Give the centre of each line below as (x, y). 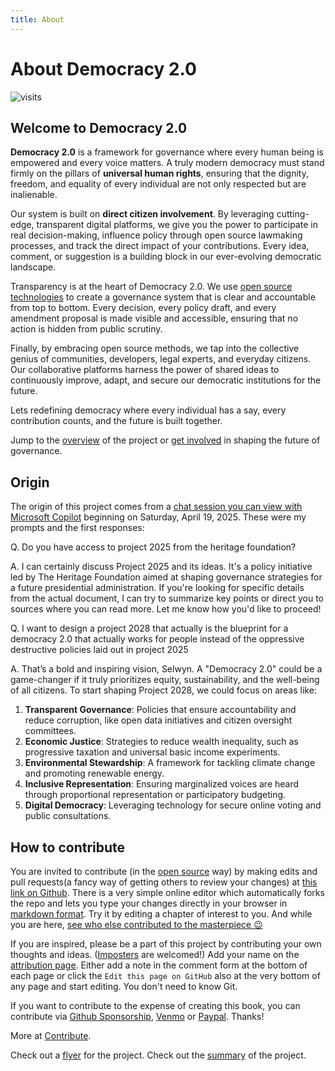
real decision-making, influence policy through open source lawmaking (156, 235)
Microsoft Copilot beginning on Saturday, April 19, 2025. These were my (158, 517)
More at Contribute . (51, 1035)
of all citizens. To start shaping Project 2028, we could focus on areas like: (163, 690)
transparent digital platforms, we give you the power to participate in (177, 225)
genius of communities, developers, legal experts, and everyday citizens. (161, 359)
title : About (37, 19)
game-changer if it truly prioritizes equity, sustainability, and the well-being (165, 680)
